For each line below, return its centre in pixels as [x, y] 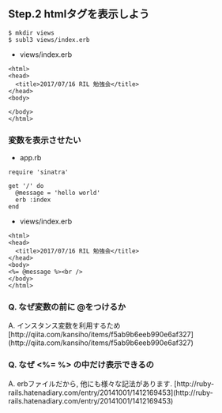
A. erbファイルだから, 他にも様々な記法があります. [90, 383]
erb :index [33, 200]
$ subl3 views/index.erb [49, 39]
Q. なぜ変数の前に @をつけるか [67, 307]
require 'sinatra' [38, 172]
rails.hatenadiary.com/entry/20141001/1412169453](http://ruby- [111, 392]
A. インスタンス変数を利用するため [64, 325]
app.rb [30, 158]
